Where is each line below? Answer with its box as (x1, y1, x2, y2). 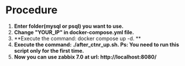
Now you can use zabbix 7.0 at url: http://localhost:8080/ (13, 53, 157, 60)
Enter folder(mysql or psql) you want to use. (13, 23, 124, 30)
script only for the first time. (13, 47, 84, 54)
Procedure (5, 3, 58, 17)
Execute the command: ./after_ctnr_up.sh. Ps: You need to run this (13, 41, 179, 48)
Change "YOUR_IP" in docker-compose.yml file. (13, 28, 134, 35)
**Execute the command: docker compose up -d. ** (13, 35, 141, 42)
